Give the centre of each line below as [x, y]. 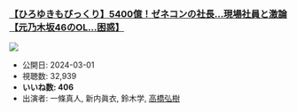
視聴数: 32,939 [49, 76]
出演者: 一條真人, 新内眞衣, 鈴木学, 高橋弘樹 [101, 99]
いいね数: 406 [47, 87]
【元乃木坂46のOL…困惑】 [67, 27]
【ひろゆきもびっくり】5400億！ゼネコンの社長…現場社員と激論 [148, 13]
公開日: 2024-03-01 [58, 65]
